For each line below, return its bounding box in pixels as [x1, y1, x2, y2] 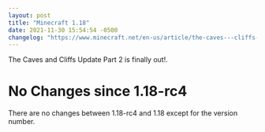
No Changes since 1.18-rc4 [8, 82, 188, 101]
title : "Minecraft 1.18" [8, 19, 90, 27]
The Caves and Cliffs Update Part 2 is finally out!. [8, 55, 168, 64]
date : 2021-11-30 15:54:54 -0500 [8, 26, 118, 34]
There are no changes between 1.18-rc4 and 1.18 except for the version [8, 108, 238, 118]
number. [8, 117, 35, 126]
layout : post [8, 11, 51, 20]
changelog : [8, 33, 44, 42]
